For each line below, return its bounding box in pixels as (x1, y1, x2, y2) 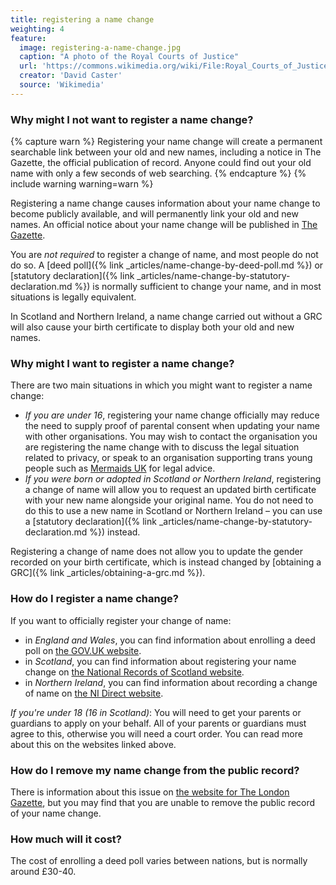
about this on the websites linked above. (10, 738, 177, 750)
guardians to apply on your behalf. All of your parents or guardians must (10, 717, 307, 729)
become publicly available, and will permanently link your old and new (10, 208, 299, 220)
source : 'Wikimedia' (19, 80, 105, 90)
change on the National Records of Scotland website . (24, 666, 245, 678)
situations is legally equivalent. (10, 291, 137, 303)
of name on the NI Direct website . (24, 687, 164, 699)
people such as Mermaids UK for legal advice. (24, 462, 216, 475)
